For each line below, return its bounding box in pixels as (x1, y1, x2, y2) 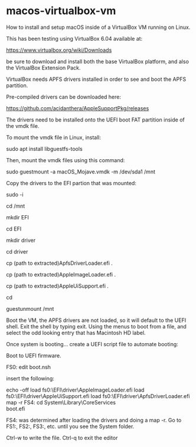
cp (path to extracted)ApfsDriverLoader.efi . (6, 259, 113, 267)
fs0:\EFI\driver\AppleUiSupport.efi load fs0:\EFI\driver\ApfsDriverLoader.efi (6, 392, 190, 399)
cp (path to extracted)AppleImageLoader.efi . (6, 271, 116, 278)
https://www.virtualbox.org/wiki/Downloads (6, 46, 112, 54)
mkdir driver (6, 236, 36, 244)
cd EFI (6, 225, 22, 232)
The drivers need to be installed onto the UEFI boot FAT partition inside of (6, 116, 185, 123)
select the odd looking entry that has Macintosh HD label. (6, 329, 146, 336)
